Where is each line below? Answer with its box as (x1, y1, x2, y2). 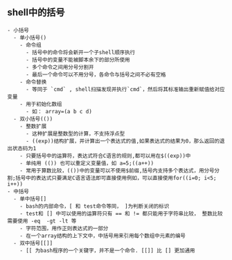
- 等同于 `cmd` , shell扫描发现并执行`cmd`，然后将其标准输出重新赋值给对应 (25, 86, 225, 92)
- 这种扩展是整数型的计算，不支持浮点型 (25, 130, 125, 137)
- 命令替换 (19, 79, 47, 86)
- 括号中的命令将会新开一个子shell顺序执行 (25, 49, 136, 56)
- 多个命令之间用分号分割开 (25, 63, 94, 71)
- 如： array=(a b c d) (25, 108, 92, 115)
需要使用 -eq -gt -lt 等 (7, 218, 77, 225)
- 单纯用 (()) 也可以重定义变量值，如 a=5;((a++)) (19, 159, 154, 167)
